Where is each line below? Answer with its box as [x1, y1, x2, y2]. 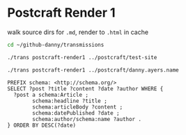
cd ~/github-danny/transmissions [7, 41, 104, 48]
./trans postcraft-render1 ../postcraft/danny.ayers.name [7, 66, 179, 74]
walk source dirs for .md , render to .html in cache [7, 28, 148, 36]
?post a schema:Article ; [13, 91, 89, 98]
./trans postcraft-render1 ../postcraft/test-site [7, 54, 157, 61]
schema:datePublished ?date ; [32, 109, 120, 116]
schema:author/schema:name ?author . [32, 116, 141, 122]
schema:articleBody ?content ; [32, 103, 123, 111]
